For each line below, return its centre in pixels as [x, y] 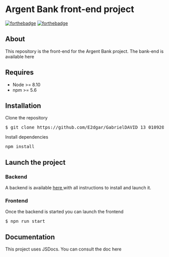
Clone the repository [26, 118]
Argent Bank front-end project [70, 9]
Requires [20, 72]
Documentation [30, 237]
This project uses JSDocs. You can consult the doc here [63, 249]
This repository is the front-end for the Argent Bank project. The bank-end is [84, 51]
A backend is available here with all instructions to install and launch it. [78, 188]
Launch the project [35, 162]
